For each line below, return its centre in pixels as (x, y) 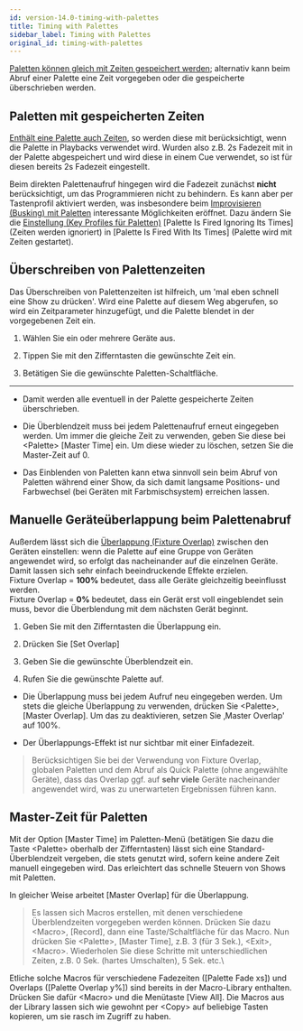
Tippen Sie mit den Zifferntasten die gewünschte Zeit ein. (129, 355)
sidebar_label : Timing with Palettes (80, 34)
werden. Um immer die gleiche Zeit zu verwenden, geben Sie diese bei (154, 435)
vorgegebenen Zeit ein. (53, 320)
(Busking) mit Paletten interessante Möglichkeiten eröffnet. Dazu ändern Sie (150, 213)
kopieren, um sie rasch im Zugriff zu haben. (90, 1016)
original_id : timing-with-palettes (76, 43)
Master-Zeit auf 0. (56, 455)
